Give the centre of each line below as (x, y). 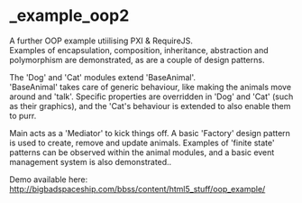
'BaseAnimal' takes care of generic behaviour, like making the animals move (150, 87)
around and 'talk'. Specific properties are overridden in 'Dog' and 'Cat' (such (151, 97)
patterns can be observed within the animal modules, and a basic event (142, 152)
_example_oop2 (69, 16)
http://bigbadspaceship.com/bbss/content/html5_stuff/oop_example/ (137, 189)
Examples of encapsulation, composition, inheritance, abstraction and (139, 50)
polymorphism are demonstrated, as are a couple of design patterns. (137, 60)
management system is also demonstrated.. (91, 161)
